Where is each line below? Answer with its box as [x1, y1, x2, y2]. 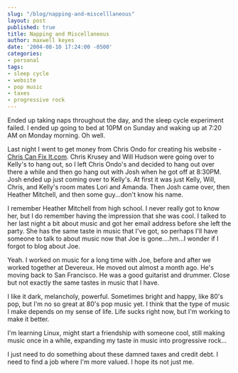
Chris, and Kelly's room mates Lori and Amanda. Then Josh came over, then [7, 183, 230, 191]
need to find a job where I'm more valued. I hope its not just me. [7, 357, 194, 366]
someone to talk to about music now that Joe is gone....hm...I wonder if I [7, 234, 219, 243]
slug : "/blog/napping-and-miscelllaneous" [7, 10, 135, 18]
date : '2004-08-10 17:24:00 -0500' [7, 43, 113, 51]
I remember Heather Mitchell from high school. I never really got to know [7, 204, 220, 212]
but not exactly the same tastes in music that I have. [7, 278, 160, 287]
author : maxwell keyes [7, 37, 75, 44]
